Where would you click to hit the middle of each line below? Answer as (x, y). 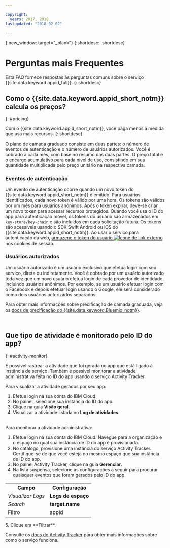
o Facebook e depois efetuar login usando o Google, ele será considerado (83, 289)
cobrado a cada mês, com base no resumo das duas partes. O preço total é (84, 155)
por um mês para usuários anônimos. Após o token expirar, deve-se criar (82, 205)
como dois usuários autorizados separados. (51, 294)
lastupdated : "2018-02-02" (34, 24)
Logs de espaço (70, 496)
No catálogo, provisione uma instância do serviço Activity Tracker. (82, 448)
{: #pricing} (17, 119)
